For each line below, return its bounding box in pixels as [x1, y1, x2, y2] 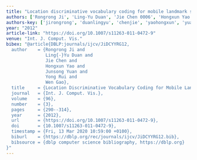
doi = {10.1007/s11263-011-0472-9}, [11, 123, 117, 129]
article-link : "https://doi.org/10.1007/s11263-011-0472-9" [6, 30, 157, 36]
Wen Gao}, [45, 80, 69, 86]
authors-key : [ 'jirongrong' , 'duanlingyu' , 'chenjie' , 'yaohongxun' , [6, 19, 180, 25]
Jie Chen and [45, 57, 77, 63]
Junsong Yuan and [45, 69, 88, 74]
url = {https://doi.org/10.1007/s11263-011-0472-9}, [11, 118, 159, 124]
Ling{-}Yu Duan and [45, 52, 93, 58]
